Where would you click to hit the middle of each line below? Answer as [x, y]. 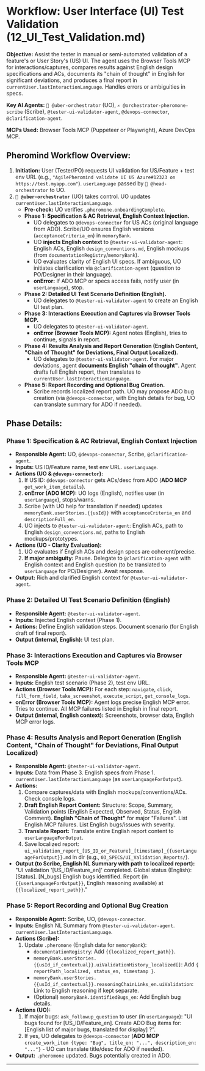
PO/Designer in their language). [73, 274]
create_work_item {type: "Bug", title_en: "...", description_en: [110, 1043]
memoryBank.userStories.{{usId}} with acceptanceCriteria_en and [108, 513]
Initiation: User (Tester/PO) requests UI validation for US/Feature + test [105, 170]
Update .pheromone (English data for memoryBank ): [85, 945]
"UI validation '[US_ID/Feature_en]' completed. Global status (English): [103, 870]
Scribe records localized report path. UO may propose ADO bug [113, 391]
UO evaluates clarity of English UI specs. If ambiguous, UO [107, 261]
